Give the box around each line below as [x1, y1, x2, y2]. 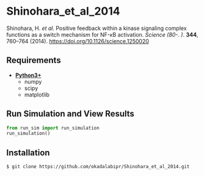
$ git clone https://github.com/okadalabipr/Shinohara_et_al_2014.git [6, 164, 190, 170]
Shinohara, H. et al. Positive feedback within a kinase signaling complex [6, 24, 188, 32]
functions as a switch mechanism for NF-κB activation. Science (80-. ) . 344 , [6, 31, 199, 38]
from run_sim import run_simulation [6, 125, 100, 131]
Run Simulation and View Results [6, 109, 134, 119]
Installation [6, 147, 50, 158]
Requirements [6, 55, 61, 65]
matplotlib [24, 90, 50, 98]
